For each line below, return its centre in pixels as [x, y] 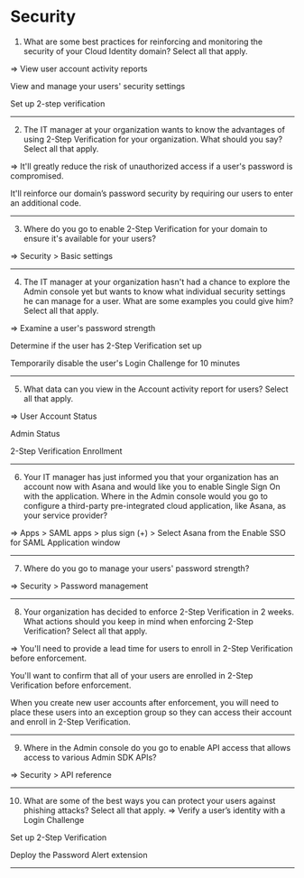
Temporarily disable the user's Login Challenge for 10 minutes [125, 363]
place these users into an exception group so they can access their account [151, 712]
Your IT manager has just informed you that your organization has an [151, 476]
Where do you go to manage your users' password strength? [136, 568]
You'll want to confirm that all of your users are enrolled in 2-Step [132, 675]
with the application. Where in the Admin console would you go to [146, 496]
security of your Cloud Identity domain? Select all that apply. [135, 51]
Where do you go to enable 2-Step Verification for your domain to [145, 228]
